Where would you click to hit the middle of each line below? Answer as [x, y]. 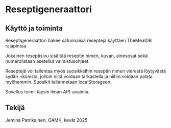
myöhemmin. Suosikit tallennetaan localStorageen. [58, 82]
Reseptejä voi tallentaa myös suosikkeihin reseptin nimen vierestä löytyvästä [86, 71]
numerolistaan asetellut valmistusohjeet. [48, 61]
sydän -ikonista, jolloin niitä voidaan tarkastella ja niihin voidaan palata [79, 76]
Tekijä [15, 108]
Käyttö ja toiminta [34, 28]
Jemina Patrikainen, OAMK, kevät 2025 [46, 120]
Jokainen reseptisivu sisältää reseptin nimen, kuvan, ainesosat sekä [77, 56]
